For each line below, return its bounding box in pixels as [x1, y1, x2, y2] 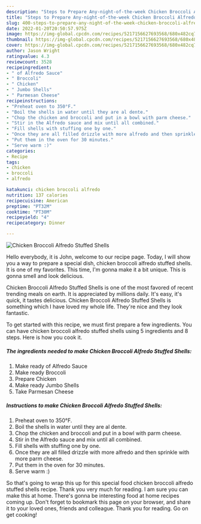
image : [6, 31, 23, 37]
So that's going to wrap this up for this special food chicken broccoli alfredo [6, 479, 193, 486]
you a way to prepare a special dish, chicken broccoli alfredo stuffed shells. [6, 260, 193, 266]
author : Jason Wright [6, 48, 60, 54]
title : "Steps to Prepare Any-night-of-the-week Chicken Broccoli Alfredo [6, 14, 197, 20]
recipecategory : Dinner [6, 220, 66, 226]
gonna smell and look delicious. [6, 272, 84, 279]
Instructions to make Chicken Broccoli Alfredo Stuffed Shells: [6, 402, 163, 409]
